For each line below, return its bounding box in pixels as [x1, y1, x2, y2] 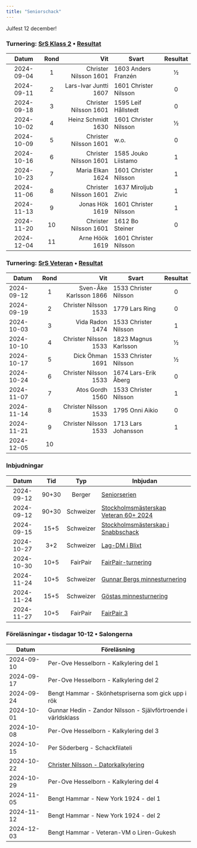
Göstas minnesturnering [101, 592, 168, 600]
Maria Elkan [76, 166, 108, 174]
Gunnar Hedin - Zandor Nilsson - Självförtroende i [47, 706, 188, 714]
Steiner [114, 224, 134, 233]
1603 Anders [114, 64, 151, 72]
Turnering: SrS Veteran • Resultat [6, 259, 103, 267]
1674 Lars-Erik [113, 369, 157, 377]
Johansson [113, 427, 144, 435]
